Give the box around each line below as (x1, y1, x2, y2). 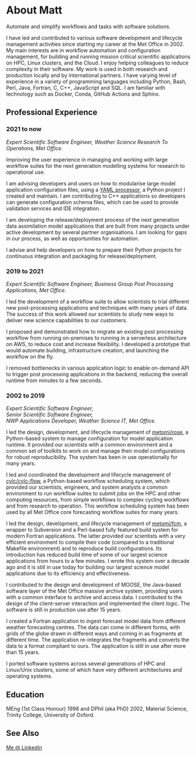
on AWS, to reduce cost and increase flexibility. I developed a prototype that (6, 340, 190, 347)
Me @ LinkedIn (6, 744, 42, 751)
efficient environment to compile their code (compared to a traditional (6, 539, 174, 546)
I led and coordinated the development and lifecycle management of (6, 471, 171, 478)
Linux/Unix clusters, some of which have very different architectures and (6, 667, 182, 674)
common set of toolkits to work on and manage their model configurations (6, 447, 185, 455)
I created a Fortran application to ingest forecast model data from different (6, 617, 186, 625)
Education (6, 690, 45, 699)
